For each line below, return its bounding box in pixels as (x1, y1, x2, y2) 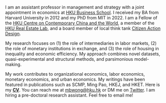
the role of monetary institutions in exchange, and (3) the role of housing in (5, 46, 160, 51)
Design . (5, 31, 21, 36)
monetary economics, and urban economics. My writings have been (5, 77, 146, 82)
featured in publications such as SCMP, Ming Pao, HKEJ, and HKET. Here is (5, 82, 161, 88)
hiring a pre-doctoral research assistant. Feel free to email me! (5, 92, 134, 98)
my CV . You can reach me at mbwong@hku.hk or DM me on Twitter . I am (5, 87, 156, 93)
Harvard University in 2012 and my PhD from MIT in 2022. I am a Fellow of (5, 15, 158, 20)
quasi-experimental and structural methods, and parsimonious (5, 56, 134, 62)
